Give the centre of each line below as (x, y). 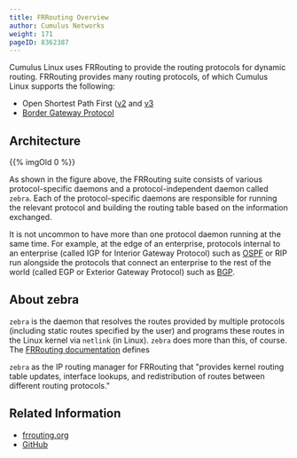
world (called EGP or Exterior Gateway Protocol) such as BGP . (122, 272)
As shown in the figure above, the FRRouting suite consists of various (136, 179)
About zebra (44, 300)
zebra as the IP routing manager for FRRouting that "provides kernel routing (147, 367)
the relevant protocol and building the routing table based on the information (148, 208)
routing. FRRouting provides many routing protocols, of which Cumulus (139, 77)
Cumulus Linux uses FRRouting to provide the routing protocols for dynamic (148, 67)
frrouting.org (45, 435)
